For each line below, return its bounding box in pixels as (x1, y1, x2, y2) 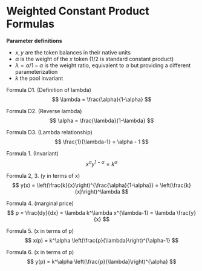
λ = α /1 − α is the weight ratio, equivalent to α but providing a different (15, 62, 191, 69)
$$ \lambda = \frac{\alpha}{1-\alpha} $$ (51, 96, 152, 103)
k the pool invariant (15, 74, 64, 82)
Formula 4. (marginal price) (6, 200, 74, 207)
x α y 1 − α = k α (85, 159, 118, 168)
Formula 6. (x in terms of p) (6, 248, 74, 255)
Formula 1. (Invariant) (6, 149, 59, 157)
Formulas (6, 17, 54, 31)
